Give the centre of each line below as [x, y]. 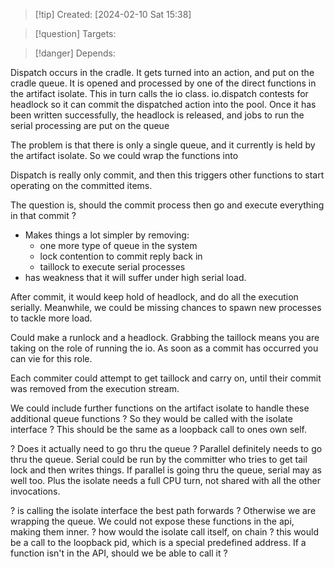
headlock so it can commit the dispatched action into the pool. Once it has [163, 104]
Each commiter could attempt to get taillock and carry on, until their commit [166, 378]
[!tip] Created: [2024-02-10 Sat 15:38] [113, 14]
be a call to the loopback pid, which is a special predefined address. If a [158, 542]
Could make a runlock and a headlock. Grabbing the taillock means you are [165, 337]
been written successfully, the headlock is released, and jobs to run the [157, 115]
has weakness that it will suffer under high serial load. [135, 277]
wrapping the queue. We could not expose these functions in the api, [152, 521]
